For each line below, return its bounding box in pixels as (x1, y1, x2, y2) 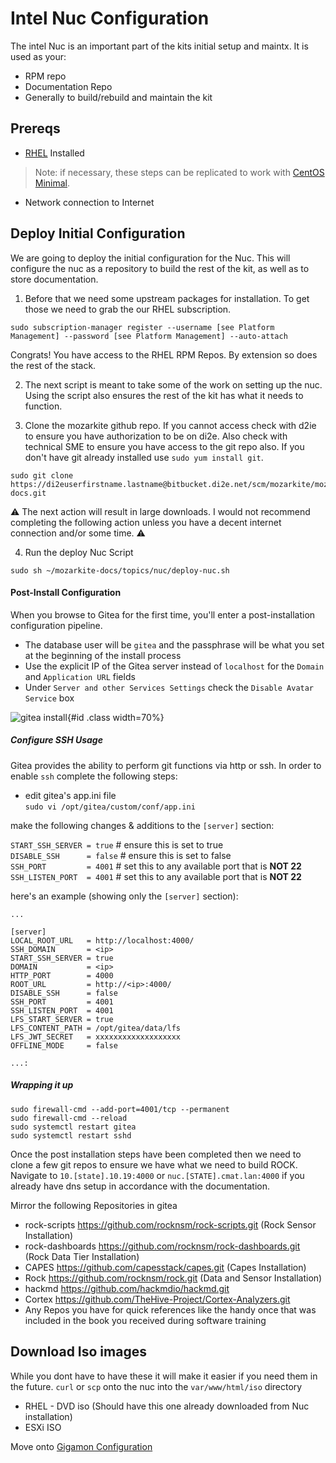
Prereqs (10, 120, 61, 137)
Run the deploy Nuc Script (24, 546, 134, 558)
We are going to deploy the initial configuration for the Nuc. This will (10, 252, 291, 264)
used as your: (10, 50, 67, 62)
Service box (24, 692, 75, 704)
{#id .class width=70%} (66, 711, 165, 723)
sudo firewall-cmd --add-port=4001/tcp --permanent (10, 1104, 230, 1114)
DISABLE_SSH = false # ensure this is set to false (10, 849, 232, 861)
